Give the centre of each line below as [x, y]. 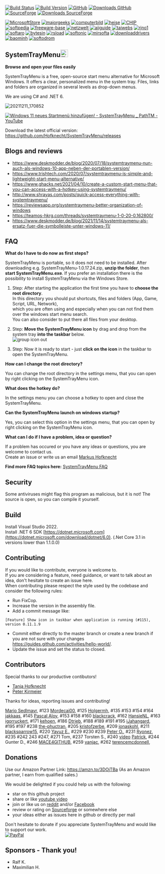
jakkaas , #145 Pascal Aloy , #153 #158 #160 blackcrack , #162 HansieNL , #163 [83, 716]
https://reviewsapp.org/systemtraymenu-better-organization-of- [78, 205]
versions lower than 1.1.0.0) [33, 542]
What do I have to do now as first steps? [47, 253]
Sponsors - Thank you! [41, 850]
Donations [21, 758]
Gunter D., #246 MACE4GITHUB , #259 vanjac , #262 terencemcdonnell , [78, 742]
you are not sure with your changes [48, 639]
